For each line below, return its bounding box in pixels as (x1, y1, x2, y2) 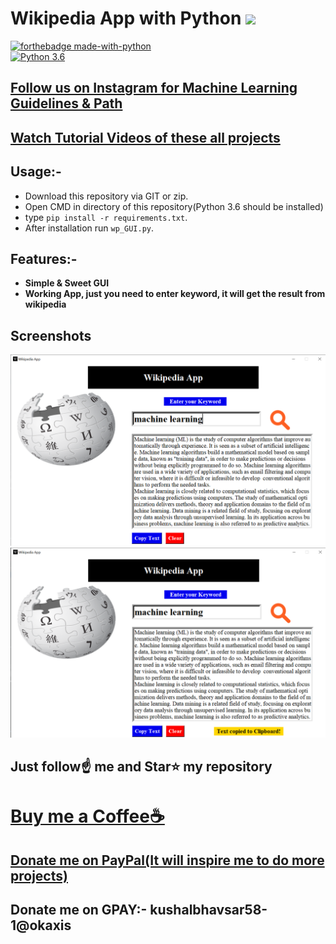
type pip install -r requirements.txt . (24, 211, 188, 223)
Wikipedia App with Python (10, 7, 242, 30)
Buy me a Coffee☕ (10, 805, 165, 828)
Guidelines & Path (10, 95, 123, 112)
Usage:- (10, 163, 62, 181)
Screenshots (10, 327, 92, 344)
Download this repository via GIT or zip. (24, 190, 189, 202)
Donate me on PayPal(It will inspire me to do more (10, 852, 325, 869)
